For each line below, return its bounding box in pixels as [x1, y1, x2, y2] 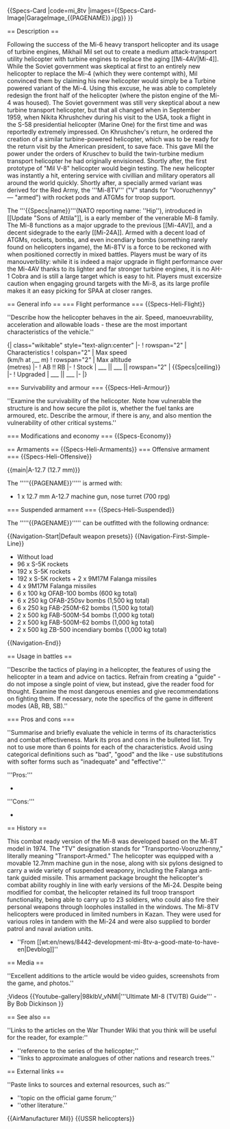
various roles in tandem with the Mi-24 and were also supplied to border [7, 917, 211, 925]
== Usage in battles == [7, 652, 73, 660]
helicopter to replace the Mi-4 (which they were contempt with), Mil [7, 69, 198, 77]
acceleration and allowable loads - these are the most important [7, 321, 188, 328]
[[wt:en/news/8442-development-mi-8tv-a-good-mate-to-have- [36, 938, 220, 946]
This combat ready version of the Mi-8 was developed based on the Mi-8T [7, 837, 218, 845]
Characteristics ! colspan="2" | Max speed [7, 348, 127, 356]
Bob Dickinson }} [16, 999, 64, 1008]
